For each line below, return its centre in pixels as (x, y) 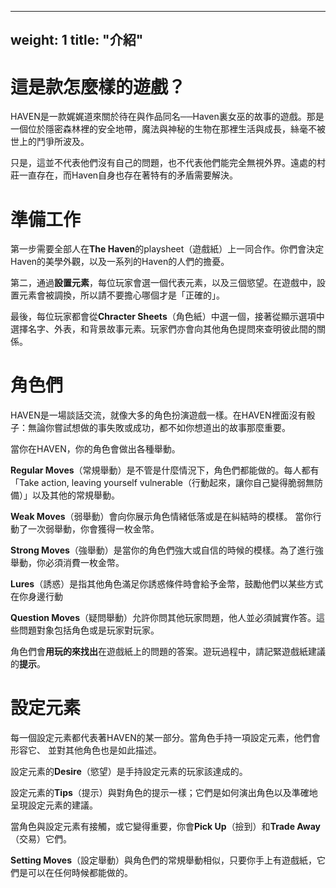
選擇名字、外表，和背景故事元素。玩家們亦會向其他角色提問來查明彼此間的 (163, 329)
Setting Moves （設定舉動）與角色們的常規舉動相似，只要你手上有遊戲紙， (163, 860)
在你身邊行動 (36, 597)
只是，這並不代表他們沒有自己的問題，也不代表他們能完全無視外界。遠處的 (163, 163)
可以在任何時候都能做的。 (80, 873)
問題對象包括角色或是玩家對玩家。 (89, 630)
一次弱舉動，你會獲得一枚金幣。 (93, 529)
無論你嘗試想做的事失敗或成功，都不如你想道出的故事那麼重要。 (159, 428)
